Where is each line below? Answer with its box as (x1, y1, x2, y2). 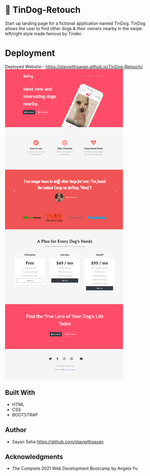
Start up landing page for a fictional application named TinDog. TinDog (5, 20, 146, 26)
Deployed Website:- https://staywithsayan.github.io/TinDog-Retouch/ (5, 63, 143, 69)
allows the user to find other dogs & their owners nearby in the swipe (5, 25, 142, 31)
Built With (5, 389, 35, 397)
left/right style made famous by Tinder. (5, 31, 82, 36)
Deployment (5, 48, 55, 59)
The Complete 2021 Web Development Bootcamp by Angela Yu (12, 465, 138, 472)
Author (5, 426, 27, 434)
